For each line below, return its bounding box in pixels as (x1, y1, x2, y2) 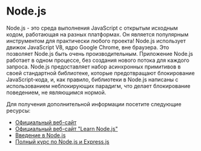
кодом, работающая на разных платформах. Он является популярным (6, 30, 189, 38)
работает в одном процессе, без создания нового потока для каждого (6, 56, 189, 64)
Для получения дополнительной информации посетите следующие (6, 100, 182, 107)
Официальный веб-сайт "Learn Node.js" (15, 125, 118, 132)
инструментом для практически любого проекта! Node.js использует (6, 37, 186, 44)
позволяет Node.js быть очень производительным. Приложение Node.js (6, 50, 194, 57)
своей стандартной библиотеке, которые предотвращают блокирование (6, 69, 195, 76)
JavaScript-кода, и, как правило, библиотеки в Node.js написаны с (6, 76, 179, 83)
